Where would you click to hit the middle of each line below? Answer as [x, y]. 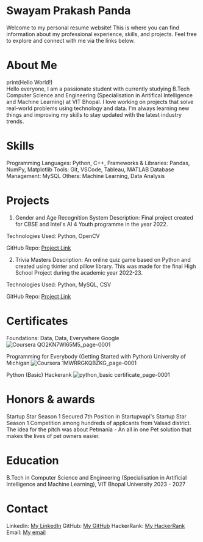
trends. [15, 121]
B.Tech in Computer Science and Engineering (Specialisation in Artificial [97, 477]
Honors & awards [51, 399]
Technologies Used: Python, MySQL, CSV [59, 284]
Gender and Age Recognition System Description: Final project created [104, 217]
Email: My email [26, 532]
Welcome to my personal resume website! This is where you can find [93, 28]
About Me [32, 65]
